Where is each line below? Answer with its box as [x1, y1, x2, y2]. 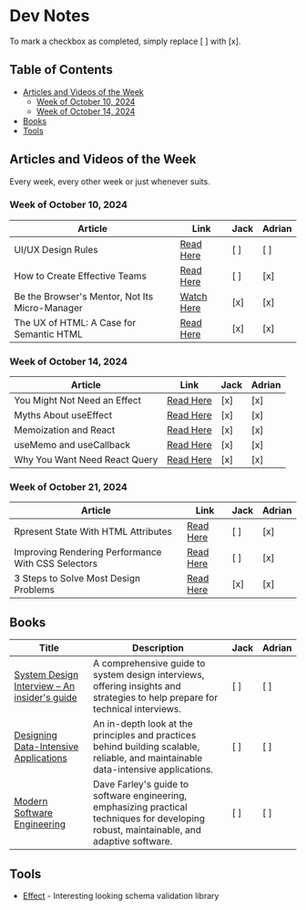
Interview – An [14, 680, 76, 693]
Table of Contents [9, 62, 114, 78]
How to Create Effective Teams [14, 269, 148, 282]
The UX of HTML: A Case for [14, 316, 137, 329]
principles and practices [92, 729, 197, 742]
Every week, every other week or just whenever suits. [9, 175, 211, 187]
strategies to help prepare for [92, 691, 219, 704]
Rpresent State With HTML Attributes [14, 526, 173, 539]
